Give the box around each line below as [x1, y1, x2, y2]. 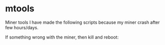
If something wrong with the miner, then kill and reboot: [5, 34, 119, 40]
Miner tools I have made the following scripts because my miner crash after [5, 19, 160, 25]
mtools [5, 3, 35, 14]
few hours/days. [5, 24, 39, 30]
